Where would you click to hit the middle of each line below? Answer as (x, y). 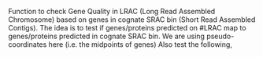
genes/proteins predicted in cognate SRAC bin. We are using (106, 36)
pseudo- (220, 36)
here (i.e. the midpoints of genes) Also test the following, (140, 45)
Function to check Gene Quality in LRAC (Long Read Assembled (112, 11)
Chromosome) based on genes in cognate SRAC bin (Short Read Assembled (132, 20)
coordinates (28, 45)
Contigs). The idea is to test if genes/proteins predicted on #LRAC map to (127, 28)
